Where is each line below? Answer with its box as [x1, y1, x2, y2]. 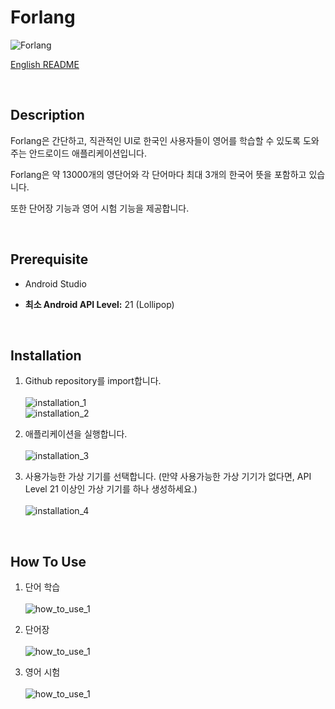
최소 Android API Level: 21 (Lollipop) [24, 298, 175, 310]
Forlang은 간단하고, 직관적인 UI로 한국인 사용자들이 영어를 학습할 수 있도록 [10, 134, 301, 146]
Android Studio [24, 277, 87, 290]
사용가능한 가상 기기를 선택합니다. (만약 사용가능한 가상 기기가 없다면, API [24, 471, 312, 483]
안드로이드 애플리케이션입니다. [28, 147, 147, 159]
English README [10, 58, 80, 70]
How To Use [10, 553, 87, 570]
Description [10, 107, 85, 124]
